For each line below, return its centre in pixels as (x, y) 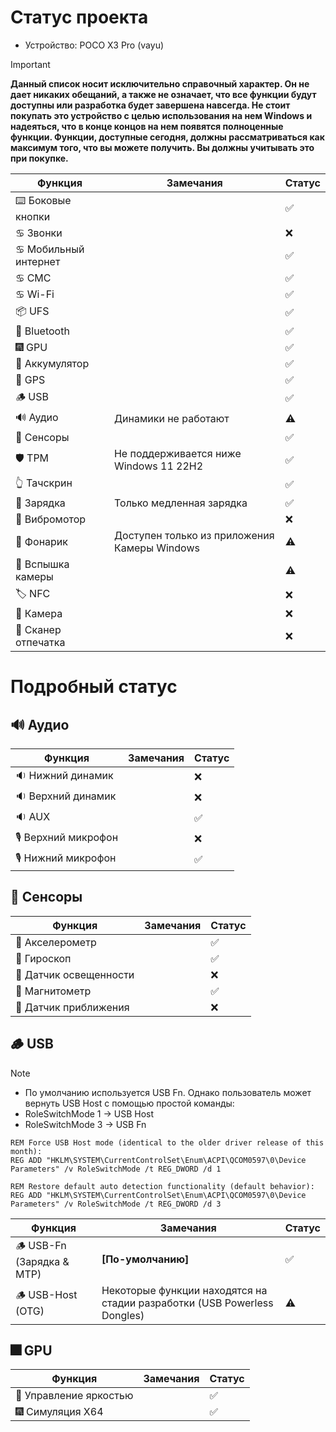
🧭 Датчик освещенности (75, 974)
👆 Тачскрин (44, 483)
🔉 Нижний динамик (64, 775)
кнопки (33, 216)
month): (26, 1151)
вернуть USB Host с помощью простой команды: (129, 1103)
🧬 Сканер (38, 629)
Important (30, 64)
